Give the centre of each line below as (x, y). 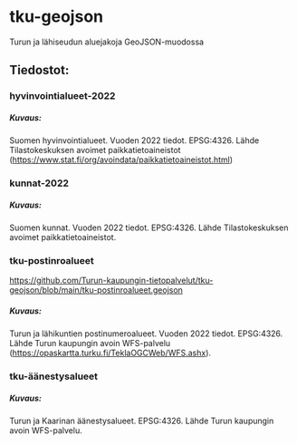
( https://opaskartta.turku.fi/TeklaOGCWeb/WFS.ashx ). (110, 353)
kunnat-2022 (39, 183)
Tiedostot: (39, 70)
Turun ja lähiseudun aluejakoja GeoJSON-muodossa (107, 42)
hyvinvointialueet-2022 (62, 96)
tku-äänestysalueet (53, 376)
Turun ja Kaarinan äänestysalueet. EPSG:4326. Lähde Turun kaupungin (142, 421)
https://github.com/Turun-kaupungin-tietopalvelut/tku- (111, 281)
